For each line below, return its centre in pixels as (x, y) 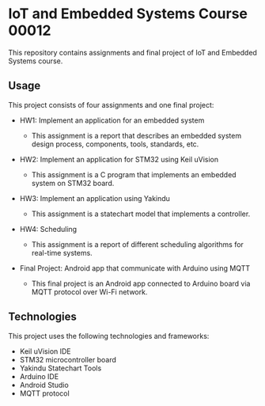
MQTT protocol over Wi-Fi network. (89, 292)
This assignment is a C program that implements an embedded (134, 174)
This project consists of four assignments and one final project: (111, 104)
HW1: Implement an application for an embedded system (112, 120)
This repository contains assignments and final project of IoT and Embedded (132, 52)
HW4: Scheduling (48, 229)
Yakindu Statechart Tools (61, 368)
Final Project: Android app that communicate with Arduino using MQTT (135, 268)
